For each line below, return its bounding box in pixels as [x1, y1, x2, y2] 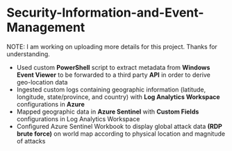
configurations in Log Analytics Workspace [16, 114, 140, 123]
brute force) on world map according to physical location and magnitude [16, 130, 226, 138]
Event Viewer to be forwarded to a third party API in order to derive [16, 71, 211, 79]
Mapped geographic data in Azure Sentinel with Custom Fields [16, 107, 199, 116]
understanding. [6, 50, 50, 58]
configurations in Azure [16, 100, 85, 108]
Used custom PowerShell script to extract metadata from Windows [16, 63, 210, 71]
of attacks [16, 136, 46, 145]
